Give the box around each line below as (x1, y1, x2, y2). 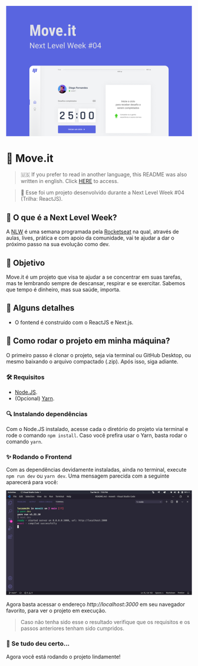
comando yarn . (6, 438, 43, 445)
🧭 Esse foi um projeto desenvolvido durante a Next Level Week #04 (20, 189, 184, 196)
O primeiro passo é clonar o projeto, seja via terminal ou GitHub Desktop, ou (6, 351, 192, 358)
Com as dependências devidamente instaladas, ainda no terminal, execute (6, 466, 187, 474)
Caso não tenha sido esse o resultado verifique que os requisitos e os (20, 619, 190, 626)
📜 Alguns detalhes (6, 303, 75, 313)
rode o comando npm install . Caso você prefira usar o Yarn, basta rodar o (6, 432, 187, 439)
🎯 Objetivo (6, 257, 45, 268)
